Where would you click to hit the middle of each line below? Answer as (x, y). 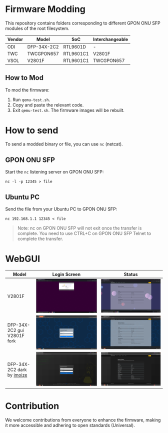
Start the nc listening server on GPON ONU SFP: (54, 172)
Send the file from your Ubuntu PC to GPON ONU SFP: (61, 209)
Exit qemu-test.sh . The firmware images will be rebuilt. (68, 110)
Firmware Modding (45, 9)
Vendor (15, 39)
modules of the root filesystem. (37, 28)
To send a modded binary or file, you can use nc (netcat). (64, 144)
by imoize (17, 375)
